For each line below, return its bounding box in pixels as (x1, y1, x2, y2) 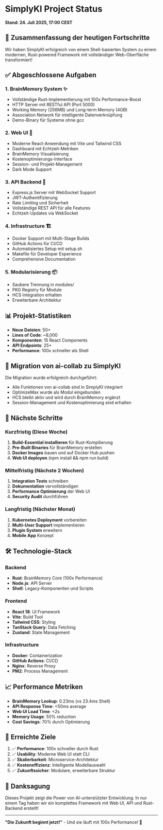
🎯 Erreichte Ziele (5, 733, 56, 741)
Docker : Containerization (12, 652, 63, 658)
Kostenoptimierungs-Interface (12, 156, 73, 162)
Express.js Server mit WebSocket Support (12, 190, 96, 196)
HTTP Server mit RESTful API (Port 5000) (12, 102, 95, 108)
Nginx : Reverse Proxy (12, 663, 56, 668)
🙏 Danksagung (5, 782, 50, 790)
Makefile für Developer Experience (12, 251, 82, 257)
